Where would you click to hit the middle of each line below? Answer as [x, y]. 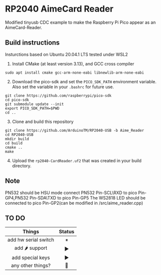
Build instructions [32, 43]
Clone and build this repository [43, 122]
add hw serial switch [31, 240]
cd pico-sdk [17, 100]
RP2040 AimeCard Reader [59, 9]
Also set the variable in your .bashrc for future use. [63, 87]
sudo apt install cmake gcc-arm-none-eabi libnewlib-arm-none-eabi [75, 73]
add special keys [31, 258]
